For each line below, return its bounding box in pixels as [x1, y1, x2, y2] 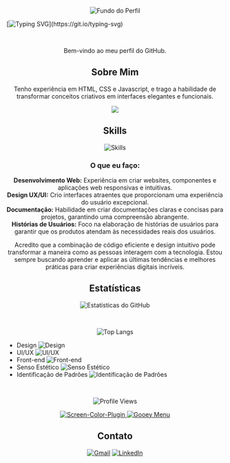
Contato [97, 431, 133, 442]
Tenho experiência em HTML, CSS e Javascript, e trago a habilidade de [13, 85, 217, 93]
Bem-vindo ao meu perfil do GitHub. [63, 47, 167, 54]
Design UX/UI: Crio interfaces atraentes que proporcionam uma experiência [7, 190, 223, 199]
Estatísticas [89, 282, 141, 294]
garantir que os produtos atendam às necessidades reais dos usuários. [14, 227, 216, 236]
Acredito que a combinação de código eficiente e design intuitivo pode [14, 240, 216, 249]
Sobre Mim [91, 66, 139, 79]
